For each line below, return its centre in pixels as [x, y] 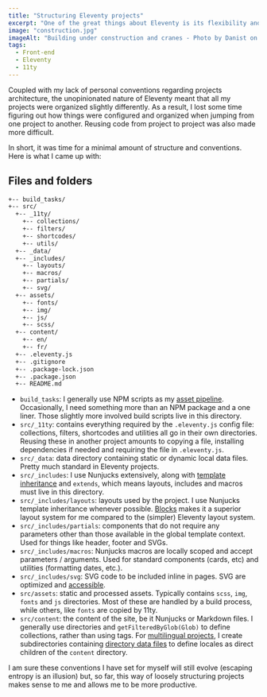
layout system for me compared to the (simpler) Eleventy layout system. [137, 517]
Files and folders [50, 181]
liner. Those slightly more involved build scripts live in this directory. [131, 416]
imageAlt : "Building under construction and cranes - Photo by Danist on [133, 38]
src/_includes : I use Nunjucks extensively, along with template [123, 475]
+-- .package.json [46, 377]
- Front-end [35, 52]
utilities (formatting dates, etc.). [71, 568]
